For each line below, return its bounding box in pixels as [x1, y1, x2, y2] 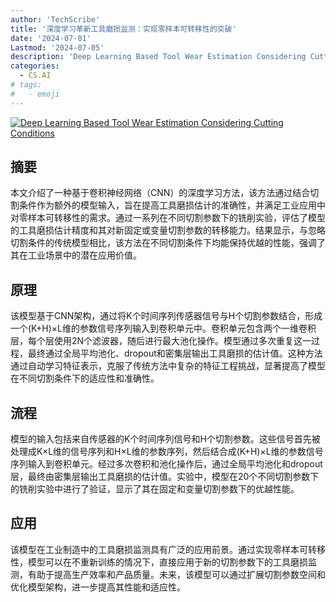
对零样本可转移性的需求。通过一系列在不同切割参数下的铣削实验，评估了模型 [10, 212, 326, 224]
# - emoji [10, 89, 60, 99]
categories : [10, 61, 60, 71]
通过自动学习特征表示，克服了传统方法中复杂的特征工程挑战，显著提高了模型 [10, 360, 326, 372]
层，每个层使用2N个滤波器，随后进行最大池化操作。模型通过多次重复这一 [10, 335, 312, 347]
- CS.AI [19, 71, 52, 81]
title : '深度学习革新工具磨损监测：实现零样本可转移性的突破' [10, 24, 237, 34]
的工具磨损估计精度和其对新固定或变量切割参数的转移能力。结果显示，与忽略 [10, 224, 326, 236]
